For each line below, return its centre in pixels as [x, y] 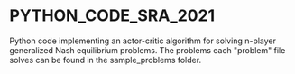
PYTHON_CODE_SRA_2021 [112, 16]
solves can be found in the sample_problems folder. [105, 60]
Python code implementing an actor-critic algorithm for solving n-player [143, 41]
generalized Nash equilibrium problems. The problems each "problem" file [147, 50]
